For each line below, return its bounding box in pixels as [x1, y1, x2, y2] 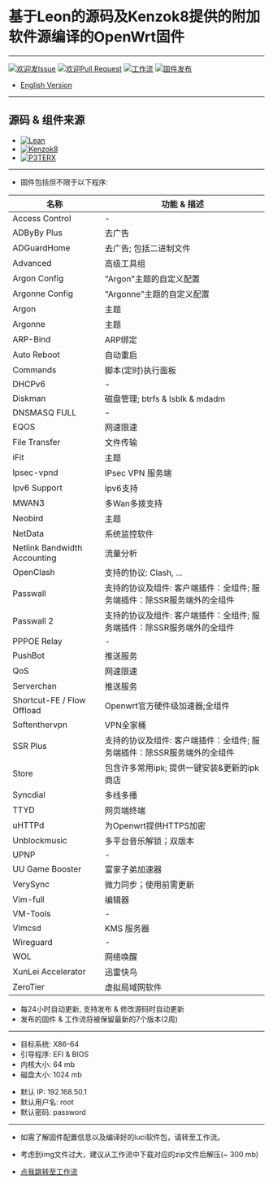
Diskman [12, 392, 46, 403]
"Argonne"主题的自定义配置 [104, 288, 210, 299]
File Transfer [12, 436, 61, 447]
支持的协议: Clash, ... [104, 567, 183, 578]
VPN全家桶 [104, 719, 146, 730]
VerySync [12, 878, 50, 890]
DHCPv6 [12, 378, 46, 390]
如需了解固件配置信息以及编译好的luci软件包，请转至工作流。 [19, 1132, 225, 1142]
